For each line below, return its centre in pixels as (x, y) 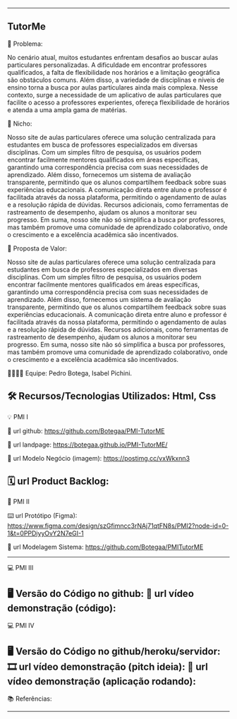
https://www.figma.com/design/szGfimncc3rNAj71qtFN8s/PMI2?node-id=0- (118, 526)
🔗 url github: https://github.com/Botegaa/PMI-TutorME (86, 430)
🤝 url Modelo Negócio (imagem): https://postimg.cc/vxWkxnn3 (99, 458)
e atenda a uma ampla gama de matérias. (67, 109)
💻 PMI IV (21, 626)
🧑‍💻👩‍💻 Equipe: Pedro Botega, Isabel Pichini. (70, 373)
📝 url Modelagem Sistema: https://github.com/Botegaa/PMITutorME (105, 547)
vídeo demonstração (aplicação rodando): (102, 681)
